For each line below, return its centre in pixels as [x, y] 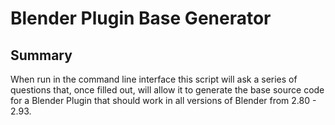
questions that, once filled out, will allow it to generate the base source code [167, 90]
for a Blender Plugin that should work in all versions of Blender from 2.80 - [163, 100]
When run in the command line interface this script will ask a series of [154, 79]
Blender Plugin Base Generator [141, 18]
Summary [41, 55]
